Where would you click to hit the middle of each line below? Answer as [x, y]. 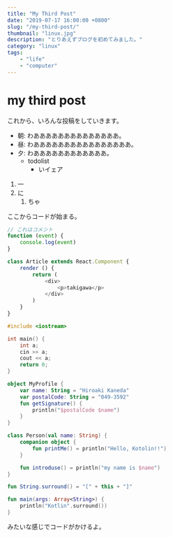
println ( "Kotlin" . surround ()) [64, 506]
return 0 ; [34, 365]
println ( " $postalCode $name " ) [76, 410]
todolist [39, 161]
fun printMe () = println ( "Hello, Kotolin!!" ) [100, 448]
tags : [15, 53]
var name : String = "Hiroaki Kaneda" [75, 390]
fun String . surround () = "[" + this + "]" [70, 487]
